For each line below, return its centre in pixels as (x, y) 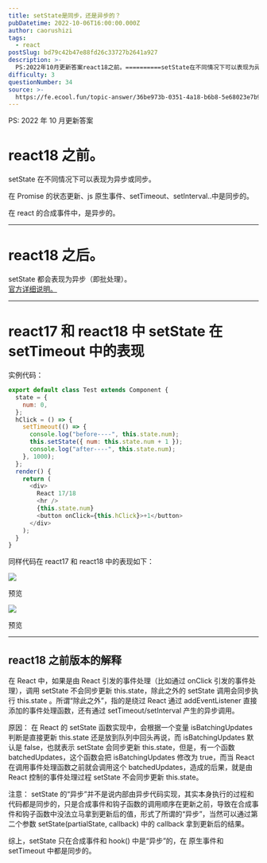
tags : (17, 38)
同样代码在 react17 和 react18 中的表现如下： (81, 562)
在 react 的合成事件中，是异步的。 (64, 213)
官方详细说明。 (33, 289)
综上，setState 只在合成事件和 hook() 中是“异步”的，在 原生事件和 (116, 841)
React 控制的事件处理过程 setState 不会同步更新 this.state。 (106, 777)
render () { (33, 471)
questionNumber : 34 (41, 82)
